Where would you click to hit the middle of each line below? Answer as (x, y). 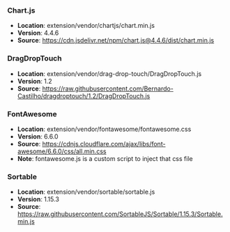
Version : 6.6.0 (38, 136)
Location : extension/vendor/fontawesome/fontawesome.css (104, 129)
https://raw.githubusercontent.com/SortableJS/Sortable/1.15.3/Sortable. (120, 214)
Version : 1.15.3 (38, 199)
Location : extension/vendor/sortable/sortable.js (86, 192)
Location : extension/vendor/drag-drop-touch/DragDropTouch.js (109, 74)
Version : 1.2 (34, 81)
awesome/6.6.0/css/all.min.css (62, 151)
